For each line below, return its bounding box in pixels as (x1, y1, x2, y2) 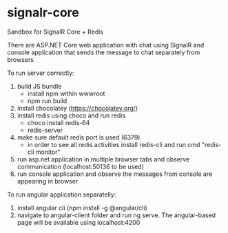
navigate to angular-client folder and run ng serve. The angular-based (17, 211, 216, 219)
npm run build (27, 96, 68, 104)
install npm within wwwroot (27, 89, 105, 98)
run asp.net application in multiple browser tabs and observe (17, 155, 190, 163)
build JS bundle (17, 82, 62, 90)
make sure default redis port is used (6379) (17, 133, 141, 142)
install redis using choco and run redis (17, 111, 126, 120)
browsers (7, 55, 34, 63)
